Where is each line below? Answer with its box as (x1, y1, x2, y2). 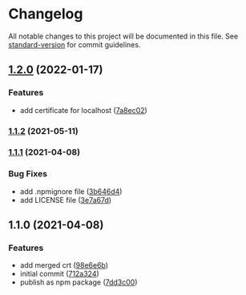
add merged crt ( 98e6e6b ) (19, 261, 109, 270)
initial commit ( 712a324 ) (19, 269, 100, 279)
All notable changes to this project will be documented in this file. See (8, 31, 239, 41)
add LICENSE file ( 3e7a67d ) (19, 195, 112, 204)
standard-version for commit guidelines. (8, 39, 141, 49)
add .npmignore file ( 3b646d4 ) (19, 186, 123, 196)
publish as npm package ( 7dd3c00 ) (19, 277, 138, 287)
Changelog (8, 5, 83, 23)
